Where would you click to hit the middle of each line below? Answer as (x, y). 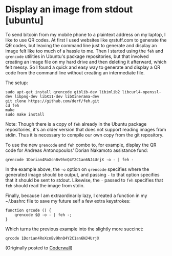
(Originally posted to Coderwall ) (39, 248)
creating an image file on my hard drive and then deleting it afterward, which (86, 62)
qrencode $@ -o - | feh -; (43, 215)
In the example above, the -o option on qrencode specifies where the (77, 169)
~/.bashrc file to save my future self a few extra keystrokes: (68, 201)
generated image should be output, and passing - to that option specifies (82, 174)
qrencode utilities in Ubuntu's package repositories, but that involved (77, 56)
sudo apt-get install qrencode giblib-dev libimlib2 (63, 92)
